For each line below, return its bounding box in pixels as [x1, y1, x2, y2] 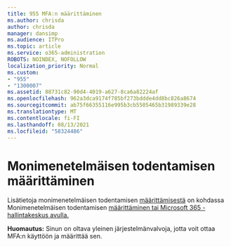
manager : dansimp [7, 29, 58, 37]
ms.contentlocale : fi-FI [7, 114, 80, 121]
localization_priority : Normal [7, 62, 99, 69]
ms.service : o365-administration [7, 50, 105, 57]
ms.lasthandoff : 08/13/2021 [7, 121, 90, 128]
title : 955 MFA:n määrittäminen [7, 10, 102, 18]
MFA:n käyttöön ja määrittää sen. [7, 232, 103, 241]
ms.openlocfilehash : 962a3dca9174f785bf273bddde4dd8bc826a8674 [7, 95, 197, 102]
